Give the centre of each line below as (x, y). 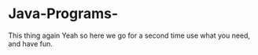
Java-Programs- (63, 14)
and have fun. (31, 43)
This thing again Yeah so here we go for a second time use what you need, (129, 35)
